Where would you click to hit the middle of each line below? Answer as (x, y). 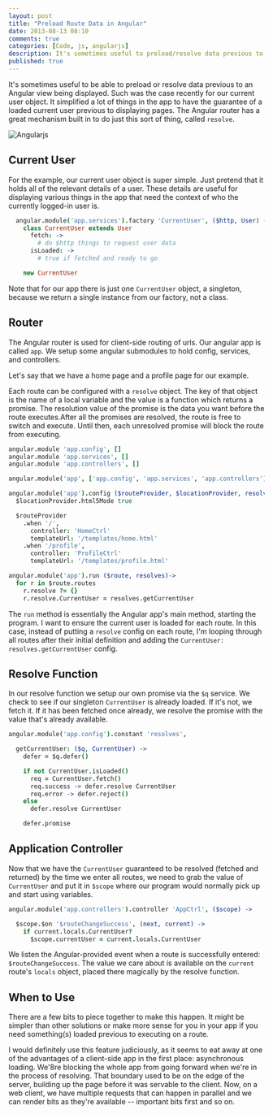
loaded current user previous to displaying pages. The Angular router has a (134, 110)
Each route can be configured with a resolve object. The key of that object (133, 391)
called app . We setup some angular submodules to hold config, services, (130, 351)
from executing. (35, 434)
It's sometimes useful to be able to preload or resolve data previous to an (131, 84)
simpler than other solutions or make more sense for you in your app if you (133, 1025)
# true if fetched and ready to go (98, 258)
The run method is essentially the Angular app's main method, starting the (132, 613)
